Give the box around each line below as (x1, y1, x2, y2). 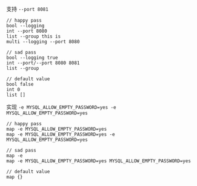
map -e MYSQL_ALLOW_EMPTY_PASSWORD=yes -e (6, 131, 115, 137)
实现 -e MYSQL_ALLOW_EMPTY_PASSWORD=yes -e (6, 103, 116, 111)
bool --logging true (6, 55, 59, 61)
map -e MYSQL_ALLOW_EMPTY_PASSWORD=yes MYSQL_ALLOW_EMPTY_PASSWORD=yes (6, 158, 191, 164)
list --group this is (6, 33, 61, 40)
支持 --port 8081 (6, 5, 48, 12)
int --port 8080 (6, 28, 47, 34)
